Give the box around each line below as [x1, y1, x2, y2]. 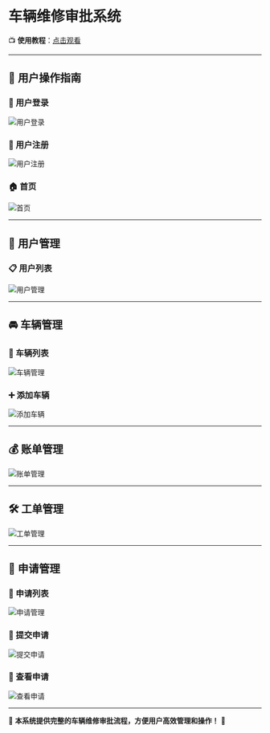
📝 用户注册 [8, 139, 50, 150]
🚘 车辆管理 [8, 318, 63, 332]
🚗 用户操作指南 [8, 71, 82, 85]
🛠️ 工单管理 [8, 503, 64, 516]
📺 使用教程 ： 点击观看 [8, 35, 81, 45]
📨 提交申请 [8, 629, 50, 641]
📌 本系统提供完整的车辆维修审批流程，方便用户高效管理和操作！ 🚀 [8, 715, 227, 725]
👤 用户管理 [8, 236, 60, 250]
